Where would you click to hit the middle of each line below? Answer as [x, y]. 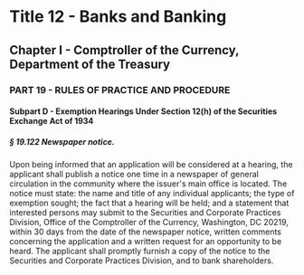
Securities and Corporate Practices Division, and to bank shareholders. [142, 261]
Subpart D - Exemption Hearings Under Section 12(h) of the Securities [143, 111]
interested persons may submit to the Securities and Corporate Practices [145, 213]
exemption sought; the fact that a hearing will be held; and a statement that [149, 203]
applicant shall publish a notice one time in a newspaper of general [134, 175]
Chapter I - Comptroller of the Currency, [124, 50]
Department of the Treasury [90, 64]
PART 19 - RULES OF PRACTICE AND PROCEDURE [120, 90]
